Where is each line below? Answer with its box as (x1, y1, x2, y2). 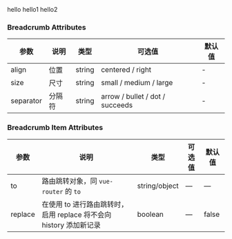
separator (10, 96, 43, 106)
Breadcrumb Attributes (7, 22, 86, 32)
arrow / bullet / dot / (101, 92, 166, 102)
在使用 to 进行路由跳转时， (41, 199, 128, 209)
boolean (137, 209, 164, 219)
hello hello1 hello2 (7, 6, 58, 13)
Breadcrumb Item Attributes (7, 123, 104, 133)
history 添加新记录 (41, 220, 101, 229)
